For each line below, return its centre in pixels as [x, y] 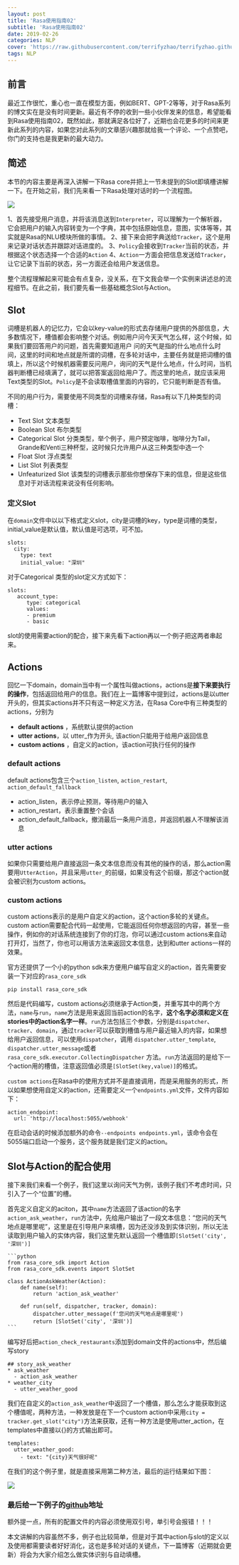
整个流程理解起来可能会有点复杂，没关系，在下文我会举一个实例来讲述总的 [116, 278]
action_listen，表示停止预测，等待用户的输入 [83, 801]
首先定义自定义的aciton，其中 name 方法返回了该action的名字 [94, 1209]
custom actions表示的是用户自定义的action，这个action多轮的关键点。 [110, 916]
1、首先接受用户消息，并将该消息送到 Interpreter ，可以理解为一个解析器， [117, 219]
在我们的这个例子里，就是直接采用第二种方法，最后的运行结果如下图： [110, 1472]
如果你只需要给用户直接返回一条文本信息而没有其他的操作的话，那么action [116, 864]
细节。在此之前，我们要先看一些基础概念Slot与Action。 [94, 287]
